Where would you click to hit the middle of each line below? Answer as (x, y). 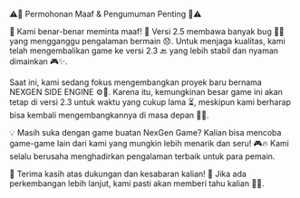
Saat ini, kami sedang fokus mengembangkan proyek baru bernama (136, 82)
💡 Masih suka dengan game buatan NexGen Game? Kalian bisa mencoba (145, 132)
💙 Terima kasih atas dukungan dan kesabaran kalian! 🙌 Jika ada (128, 174)
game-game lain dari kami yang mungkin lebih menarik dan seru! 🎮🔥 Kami (150, 143)
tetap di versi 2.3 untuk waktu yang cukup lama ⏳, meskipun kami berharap (150, 102)
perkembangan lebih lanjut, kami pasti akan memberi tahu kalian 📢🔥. (137, 184)
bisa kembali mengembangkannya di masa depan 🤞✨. (109, 115)
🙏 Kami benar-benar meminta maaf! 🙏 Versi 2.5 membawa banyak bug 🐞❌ (147, 31)
